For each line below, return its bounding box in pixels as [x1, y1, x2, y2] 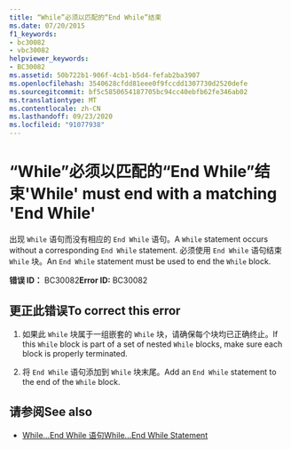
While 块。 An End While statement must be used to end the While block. [9, 255, 271, 267]
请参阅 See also [9, 405, 93, 420]
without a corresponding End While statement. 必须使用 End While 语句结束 [9, 245, 282, 255]
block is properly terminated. [21, 348, 129, 358]
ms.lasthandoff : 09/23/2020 [9, 112, 114, 121]
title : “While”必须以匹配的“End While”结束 [9, 12, 162, 22]
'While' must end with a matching [25, 184, 278, 204]
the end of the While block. [21, 376, 121, 387]
